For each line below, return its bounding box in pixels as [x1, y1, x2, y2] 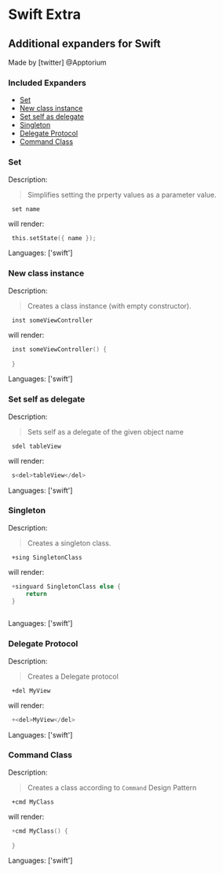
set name [11, 205, 41, 213]
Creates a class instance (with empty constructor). [27, 301, 192, 310]
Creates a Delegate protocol [27, 671, 119, 681]
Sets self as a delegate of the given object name [27, 427, 185, 436]
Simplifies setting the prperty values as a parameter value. [27, 190, 217, 199]
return [25, 590, 47, 597]
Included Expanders [8, 77, 86, 88]
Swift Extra [8, 6, 81, 24]
